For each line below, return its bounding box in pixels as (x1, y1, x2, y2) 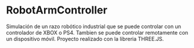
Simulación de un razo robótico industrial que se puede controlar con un (6, 23, 181, 30)
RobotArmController (6, 4, 108, 17)
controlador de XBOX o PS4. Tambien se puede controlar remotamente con (6, 29, 189, 36)
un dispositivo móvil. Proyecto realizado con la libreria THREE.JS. (6, 35, 164, 42)
